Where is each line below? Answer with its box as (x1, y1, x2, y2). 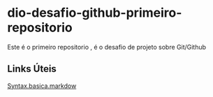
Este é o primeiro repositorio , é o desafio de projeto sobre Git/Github (7, 43, 207, 51)
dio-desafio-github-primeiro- (7, 5, 182, 21)
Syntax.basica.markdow (7, 82, 77, 90)
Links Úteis (7, 63, 57, 75)
